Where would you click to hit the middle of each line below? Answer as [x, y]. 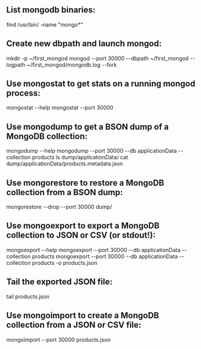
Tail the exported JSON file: [60, 282]
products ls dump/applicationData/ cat [80, 158]
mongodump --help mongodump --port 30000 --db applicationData [92, 151]
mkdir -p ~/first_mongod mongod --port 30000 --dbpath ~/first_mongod [98, 58]
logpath [16, 65]
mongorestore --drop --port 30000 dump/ [59, 207]
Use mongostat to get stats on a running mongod [101, 84]
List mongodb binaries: [51, 10]
